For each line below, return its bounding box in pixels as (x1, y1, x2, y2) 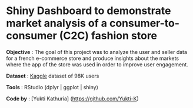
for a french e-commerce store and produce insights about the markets (6, 55, 179, 62)
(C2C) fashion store (59, 29, 158, 42)
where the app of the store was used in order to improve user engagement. (6, 60, 188, 68)
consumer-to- (109, 16, 180, 30)
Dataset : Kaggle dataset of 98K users (6, 72, 99, 79)
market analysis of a (6, 16, 108, 30)
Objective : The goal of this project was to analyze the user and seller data (6, 48, 187, 55)
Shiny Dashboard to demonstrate (6, 4, 171, 18)
